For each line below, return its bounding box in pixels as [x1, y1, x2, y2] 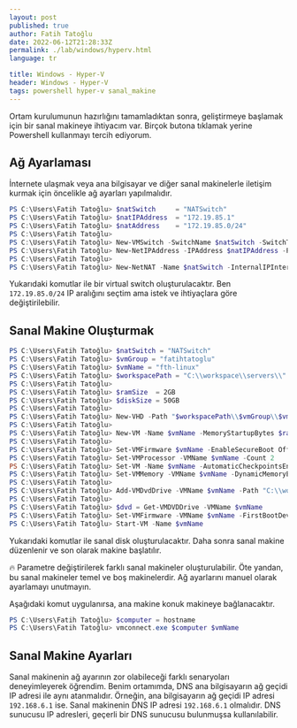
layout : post [9, 12, 57, 22]
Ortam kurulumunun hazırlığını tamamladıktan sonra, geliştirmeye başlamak [9, 111, 284, 121]
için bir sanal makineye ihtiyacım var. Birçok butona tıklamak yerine [9, 120, 253, 131]
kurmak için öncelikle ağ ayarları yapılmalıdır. [9, 188, 172, 199]
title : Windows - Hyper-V [9, 70, 104, 80]
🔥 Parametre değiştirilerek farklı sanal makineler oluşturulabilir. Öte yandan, [9, 562, 284, 572]
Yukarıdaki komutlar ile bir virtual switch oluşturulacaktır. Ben [9, 279, 232, 289]
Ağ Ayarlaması [9, 156, 91, 171]
